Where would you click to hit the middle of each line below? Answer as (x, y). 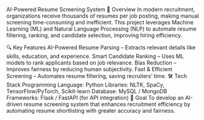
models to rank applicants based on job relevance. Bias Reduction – (91, 63)
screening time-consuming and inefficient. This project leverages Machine (100, 22)
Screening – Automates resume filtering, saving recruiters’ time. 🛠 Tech (97, 76)
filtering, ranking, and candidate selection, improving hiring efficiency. (94, 35)
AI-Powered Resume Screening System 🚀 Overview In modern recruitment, (101, 9)
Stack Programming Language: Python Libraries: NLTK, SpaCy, (86, 85)
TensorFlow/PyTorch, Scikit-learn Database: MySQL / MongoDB (87, 91)
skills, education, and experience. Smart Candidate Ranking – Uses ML (95, 56)
